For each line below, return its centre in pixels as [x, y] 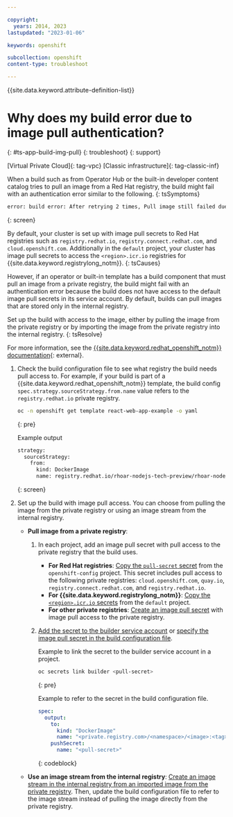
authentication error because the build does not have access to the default [114, 291]
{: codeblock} [58, 763]
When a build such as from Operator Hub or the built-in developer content [113, 179]
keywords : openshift [37, 45]
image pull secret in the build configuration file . [105, 638]
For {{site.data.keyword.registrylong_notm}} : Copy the [129, 595]
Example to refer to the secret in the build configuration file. [123, 698]
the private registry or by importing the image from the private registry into [114, 327]
